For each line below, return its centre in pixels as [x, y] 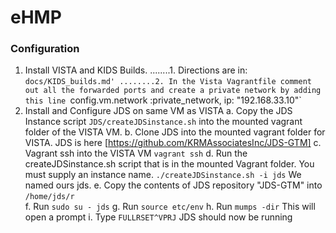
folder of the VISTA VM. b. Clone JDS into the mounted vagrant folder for [175, 132]
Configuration [45, 49]
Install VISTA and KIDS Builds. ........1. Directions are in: [136, 70]
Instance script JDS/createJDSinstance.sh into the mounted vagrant [163, 122]
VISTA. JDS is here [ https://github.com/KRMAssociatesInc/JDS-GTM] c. [173, 143]
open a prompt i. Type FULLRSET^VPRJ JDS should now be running [158, 217]
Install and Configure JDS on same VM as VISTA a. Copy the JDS [158, 111]
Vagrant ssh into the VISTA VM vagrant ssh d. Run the [136, 153]
